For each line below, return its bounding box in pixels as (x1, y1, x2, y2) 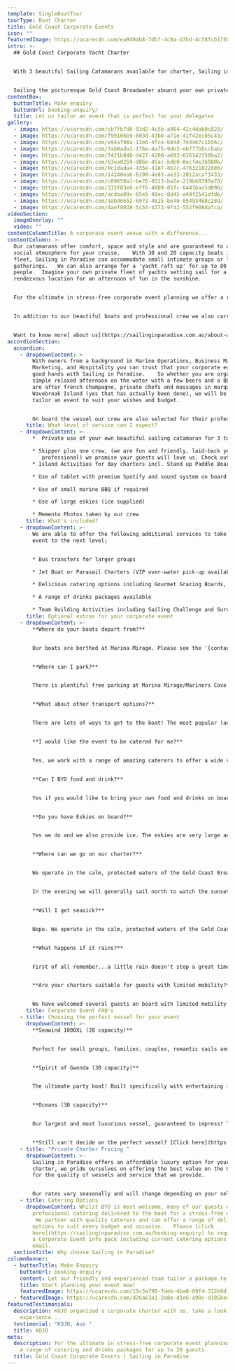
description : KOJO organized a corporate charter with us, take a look (13, 1307, 227, 1314)
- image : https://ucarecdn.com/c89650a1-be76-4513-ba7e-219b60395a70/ (13, 178, 224, 185)
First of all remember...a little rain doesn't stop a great (32, 963, 215, 970)
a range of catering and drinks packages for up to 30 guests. (20, 1347, 208, 1354)
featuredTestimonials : (7, 1301, 73, 1308)
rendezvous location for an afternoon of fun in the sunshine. (13, 276, 201, 283)
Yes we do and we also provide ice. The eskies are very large (32, 832, 220, 839)
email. (32, 1242, 52, 1249)
